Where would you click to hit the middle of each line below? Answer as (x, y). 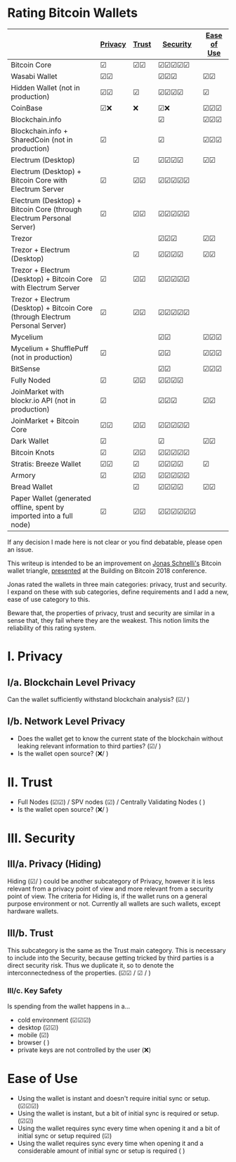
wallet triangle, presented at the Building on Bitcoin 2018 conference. (107, 570)
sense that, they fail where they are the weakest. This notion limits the (108, 620)
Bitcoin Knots (33, 452)
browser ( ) (33, 1042)
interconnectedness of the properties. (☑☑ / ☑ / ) (79, 972)
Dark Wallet (30, 440)
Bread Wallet (32, 486)
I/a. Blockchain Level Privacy (72, 682)
